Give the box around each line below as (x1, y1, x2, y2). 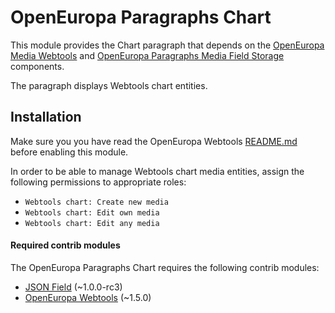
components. (10, 60, 65, 72)
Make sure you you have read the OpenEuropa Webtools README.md (10, 135, 298, 147)
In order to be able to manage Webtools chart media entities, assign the (10, 165, 305, 177)
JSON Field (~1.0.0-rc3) (24, 281, 123, 293)
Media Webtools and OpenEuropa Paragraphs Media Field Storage (10, 49, 285, 61)
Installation (10, 109, 82, 126)
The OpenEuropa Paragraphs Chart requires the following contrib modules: (10, 261, 320, 273)
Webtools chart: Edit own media (24, 207, 160, 218)
